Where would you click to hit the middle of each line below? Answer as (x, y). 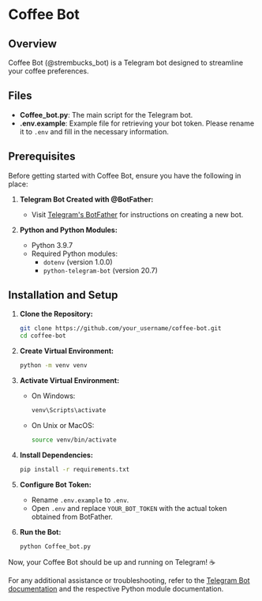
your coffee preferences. (49, 71)
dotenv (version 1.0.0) (78, 261)
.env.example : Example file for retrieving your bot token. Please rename (137, 123)
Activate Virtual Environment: (69, 381)
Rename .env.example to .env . (80, 500)
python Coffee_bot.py (55, 547)
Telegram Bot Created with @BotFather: (86, 199)
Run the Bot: (40, 532)
